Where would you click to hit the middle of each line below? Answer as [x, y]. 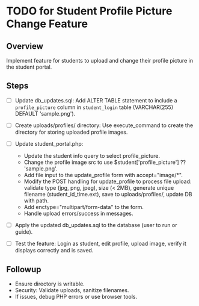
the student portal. [29, 67]
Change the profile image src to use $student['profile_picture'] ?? [105, 162]
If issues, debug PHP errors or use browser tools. [76, 296]
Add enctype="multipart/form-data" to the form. [84, 207]
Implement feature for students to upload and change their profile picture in [100, 61]
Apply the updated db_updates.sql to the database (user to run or [96, 225]
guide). [24, 232]
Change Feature [47, 24]
